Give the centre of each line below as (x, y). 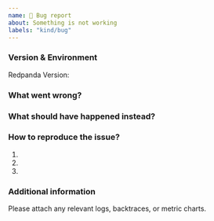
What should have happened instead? (82, 116)
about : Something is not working (63, 23)
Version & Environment (53, 57)
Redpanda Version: (39, 75)
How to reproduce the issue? (64, 137)
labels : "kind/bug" (40, 30)
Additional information (52, 191)
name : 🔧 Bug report (40, 15)
